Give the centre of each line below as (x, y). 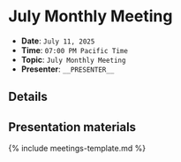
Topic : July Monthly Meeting (73, 59)
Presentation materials (72, 127)
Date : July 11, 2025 (58, 41)
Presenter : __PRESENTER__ (68, 69)
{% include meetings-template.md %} (77, 149)
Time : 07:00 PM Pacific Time (75, 50)
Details (28, 97)
